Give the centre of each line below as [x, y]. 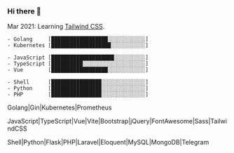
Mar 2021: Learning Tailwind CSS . [56, 27]
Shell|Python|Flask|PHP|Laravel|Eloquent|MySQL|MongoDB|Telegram [108, 142]
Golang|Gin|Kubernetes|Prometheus [60, 107]
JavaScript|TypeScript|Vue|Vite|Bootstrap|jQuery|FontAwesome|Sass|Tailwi [117, 121]
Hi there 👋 [25, 11]
